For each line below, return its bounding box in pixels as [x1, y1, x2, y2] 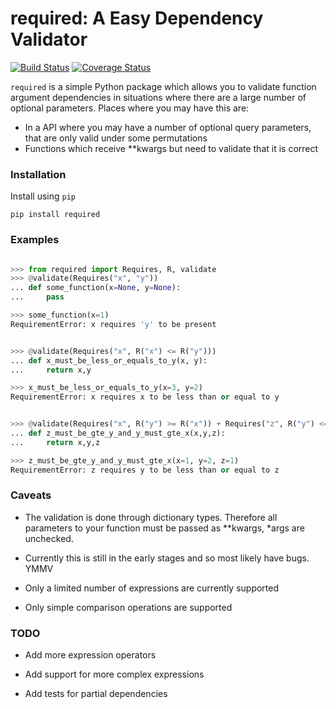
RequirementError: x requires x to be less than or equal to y [10, 392, 280, 402]
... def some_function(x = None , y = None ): [10, 283, 182, 293]
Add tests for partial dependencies [24, 688, 168, 700]
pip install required [10, 210, 101, 220]
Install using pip [10, 190, 76, 202]
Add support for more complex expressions [24, 668, 205, 681]
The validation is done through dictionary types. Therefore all [24, 511, 278, 523]
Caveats [10, 488, 52, 502]
